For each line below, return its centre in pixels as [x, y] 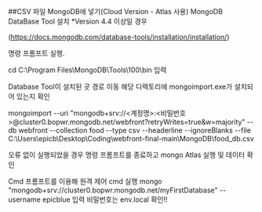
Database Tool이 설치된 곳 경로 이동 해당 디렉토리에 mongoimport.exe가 [120, 86]
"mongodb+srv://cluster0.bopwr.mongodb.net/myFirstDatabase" [113, 190]
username [24, 199]
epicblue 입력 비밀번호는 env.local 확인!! [105, 199]
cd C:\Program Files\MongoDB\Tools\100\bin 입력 [87, 70]
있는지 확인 [33, 96]
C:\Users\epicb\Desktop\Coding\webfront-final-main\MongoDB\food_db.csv [131, 139]
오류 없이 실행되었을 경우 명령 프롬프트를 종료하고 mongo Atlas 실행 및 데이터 [127, 155]
